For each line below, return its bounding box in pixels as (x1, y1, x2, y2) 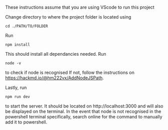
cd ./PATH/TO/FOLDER (5, 24, 49, 29)
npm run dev (5, 94, 30, 99)
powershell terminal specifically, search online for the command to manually (5, 114, 162, 119)
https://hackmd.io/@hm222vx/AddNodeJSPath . (5, 75, 104, 81)
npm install (5, 42, 30, 47)
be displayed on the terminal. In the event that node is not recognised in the (5, 108, 161, 114)
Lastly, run (5, 85, 27, 90)
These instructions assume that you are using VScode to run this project (5, 5, 154, 10)
